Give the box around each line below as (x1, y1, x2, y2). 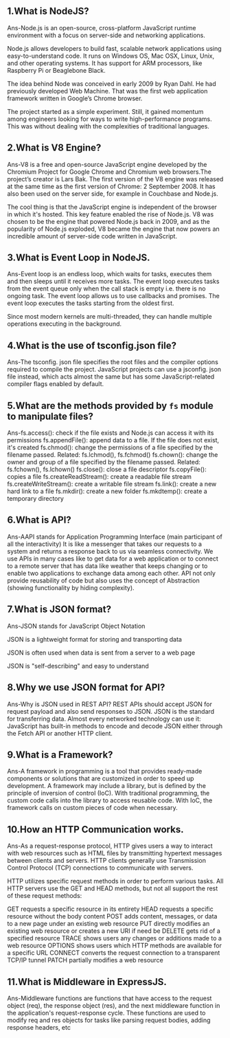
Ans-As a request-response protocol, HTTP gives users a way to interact (7, 842, 213, 850)
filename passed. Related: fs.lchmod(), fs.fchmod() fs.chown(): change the (7, 451, 218, 459)
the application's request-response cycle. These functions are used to (7, 1008, 206, 1017)
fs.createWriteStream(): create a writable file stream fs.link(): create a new (7, 480, 217, 488)
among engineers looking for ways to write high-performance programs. (7, 115, 212, 123)
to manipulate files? (7, 410, 94, 422)
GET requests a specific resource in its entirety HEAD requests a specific (7, 905, 214, 913)
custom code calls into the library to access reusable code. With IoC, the (7, 796, 213, 804)
